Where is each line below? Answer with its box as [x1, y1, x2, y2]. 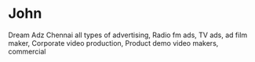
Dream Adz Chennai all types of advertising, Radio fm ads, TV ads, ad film [8, 30, 248, 40]
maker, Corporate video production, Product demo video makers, [8, 38, 219, 47]
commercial [8, 46, 46, 56]
